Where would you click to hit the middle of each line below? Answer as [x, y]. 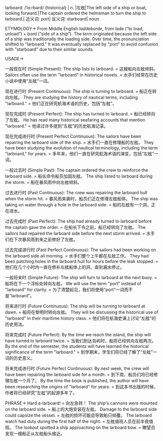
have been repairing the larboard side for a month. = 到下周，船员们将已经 [80, 375]
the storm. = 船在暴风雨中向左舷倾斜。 [44, 182]
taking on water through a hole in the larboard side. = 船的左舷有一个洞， [78, 205]
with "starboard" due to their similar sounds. [49, 49]
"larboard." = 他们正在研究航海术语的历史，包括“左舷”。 [61, 103]
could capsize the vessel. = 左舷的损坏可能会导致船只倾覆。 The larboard [79, 415]
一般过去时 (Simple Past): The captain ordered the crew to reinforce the [77, 170]
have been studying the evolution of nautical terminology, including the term [81, 148]
